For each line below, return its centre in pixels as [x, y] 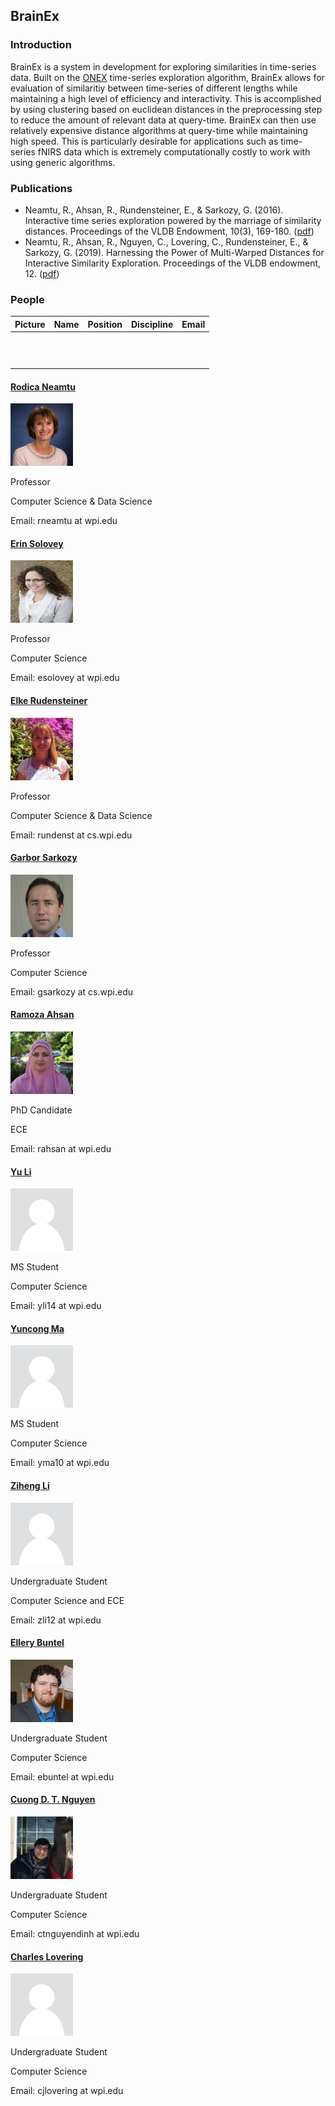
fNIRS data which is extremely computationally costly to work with [174, 151]
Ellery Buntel [37, 1643]
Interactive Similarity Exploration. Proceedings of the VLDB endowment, [173, 263]
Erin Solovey [37, 543]
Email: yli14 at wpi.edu [56, 1306]
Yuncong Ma [37, 1328]
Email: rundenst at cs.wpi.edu [71, 835]
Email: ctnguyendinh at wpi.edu [75, 1934]
